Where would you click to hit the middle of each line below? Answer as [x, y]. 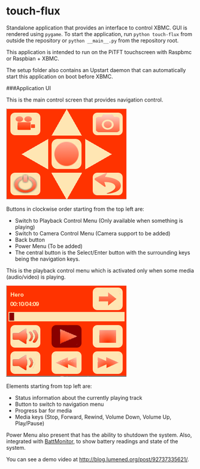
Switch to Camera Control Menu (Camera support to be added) [93, 233]
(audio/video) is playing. [36, 277]
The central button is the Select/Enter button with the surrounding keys [102, 252]
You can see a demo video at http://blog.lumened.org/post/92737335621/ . [98, 459]
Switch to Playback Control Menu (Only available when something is [99, 220]
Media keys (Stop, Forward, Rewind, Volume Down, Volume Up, [93, 417]
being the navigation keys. [47, 259]
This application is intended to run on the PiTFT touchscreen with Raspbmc [99, 52]
